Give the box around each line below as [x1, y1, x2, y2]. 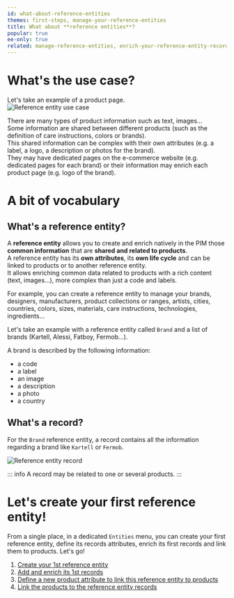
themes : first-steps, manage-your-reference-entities [7, 17, 167, 24]
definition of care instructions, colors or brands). [7, 131, 146, 139]
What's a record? [7, 417, 84, 429]
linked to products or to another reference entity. [7, 261, 147, 269]
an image [17, 374, 45, 383]
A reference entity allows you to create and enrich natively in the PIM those [7, 238, 225, 247]
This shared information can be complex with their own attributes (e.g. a [7, 139, 214, 147]
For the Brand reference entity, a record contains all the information [7, 435, 199, 443]
